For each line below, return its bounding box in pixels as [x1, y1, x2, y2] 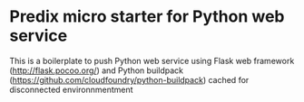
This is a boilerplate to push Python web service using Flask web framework [9, 55, 295, 66]
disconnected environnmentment [9, 84, 133, 95]
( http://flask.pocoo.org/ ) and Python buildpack [9, 65, 184, 76]
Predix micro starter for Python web [9, 6, 285, 27]
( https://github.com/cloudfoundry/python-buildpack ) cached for [9, 74, 250, 85]
